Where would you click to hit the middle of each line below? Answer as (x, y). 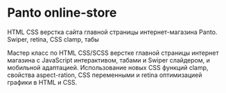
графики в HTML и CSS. (42, 82)
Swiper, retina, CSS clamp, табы (53, 39)
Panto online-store (62, 13)
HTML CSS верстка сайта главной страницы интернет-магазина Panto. (112, 32)
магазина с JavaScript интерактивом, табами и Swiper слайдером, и (108, 60)
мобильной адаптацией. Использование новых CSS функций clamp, (108, 67)
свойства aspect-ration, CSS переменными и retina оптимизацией (105, 75)
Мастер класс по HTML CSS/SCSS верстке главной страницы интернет (113, 53)
